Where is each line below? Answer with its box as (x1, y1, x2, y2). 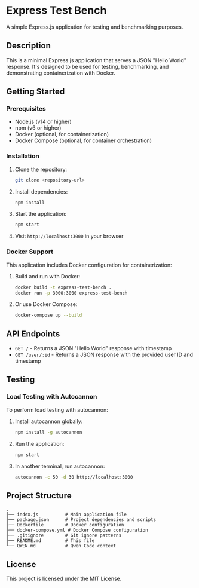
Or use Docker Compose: (14, 301, 78, 308)
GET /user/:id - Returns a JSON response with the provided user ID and (14, 351, 193, 359)
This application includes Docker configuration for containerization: (6, 261, 172, 268)
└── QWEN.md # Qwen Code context (6, 543, 117, 549)
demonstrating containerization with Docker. (6, 69, 115, 76)
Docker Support (6, 247, 54, 256)
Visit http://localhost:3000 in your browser (14, 232, 124, 240)
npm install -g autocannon (14, 429, 82, 435)
